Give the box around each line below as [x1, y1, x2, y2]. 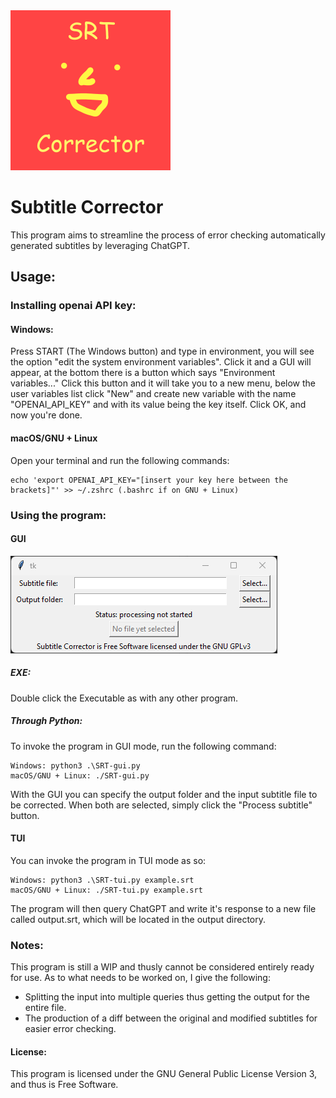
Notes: [10, 938, 44, 952]
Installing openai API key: [10, 299, 137, 313]
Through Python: [10, 715, 83, 727]
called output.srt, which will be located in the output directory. [10, 913, 267, 925]
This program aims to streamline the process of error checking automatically [10, 229, 326, 241]
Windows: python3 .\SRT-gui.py [10, 760, 141, 771]
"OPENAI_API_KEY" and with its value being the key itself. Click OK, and [10, 399, 307, 411]
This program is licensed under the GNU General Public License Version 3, [10, 1068, 318, 1080]
